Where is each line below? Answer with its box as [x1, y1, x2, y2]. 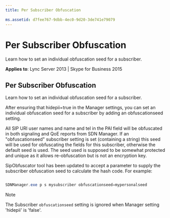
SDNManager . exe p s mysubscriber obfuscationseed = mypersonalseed [5, 183, 147, 188]
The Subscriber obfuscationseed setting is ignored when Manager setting [5, 202, 160, 208]
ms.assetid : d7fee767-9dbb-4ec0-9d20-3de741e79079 [5, 17, 115, 22]
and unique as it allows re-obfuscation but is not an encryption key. [5, 152, 147, 159]
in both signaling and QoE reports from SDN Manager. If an [5, 131, 129, 137]
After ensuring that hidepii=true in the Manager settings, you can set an [5, 105, 156, 111]
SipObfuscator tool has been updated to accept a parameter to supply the [5, 163, 161, 169]
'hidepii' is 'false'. [5, 207, 42, 213]
